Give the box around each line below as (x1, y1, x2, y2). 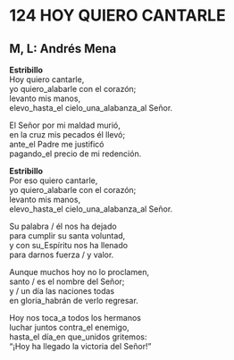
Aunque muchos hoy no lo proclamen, (9, 267, 150, 277)
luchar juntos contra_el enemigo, (9, 322, 130, 332)
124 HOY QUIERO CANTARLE (9, 5, 226, 26)
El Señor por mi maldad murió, (9, 120, 121, 130)
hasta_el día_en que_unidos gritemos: (9, 331, 147, 342)
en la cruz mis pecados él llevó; (9, 130, 126, 139)
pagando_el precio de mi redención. (9, 148, 142, 159)
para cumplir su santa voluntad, (9, 230, 126, 241)
